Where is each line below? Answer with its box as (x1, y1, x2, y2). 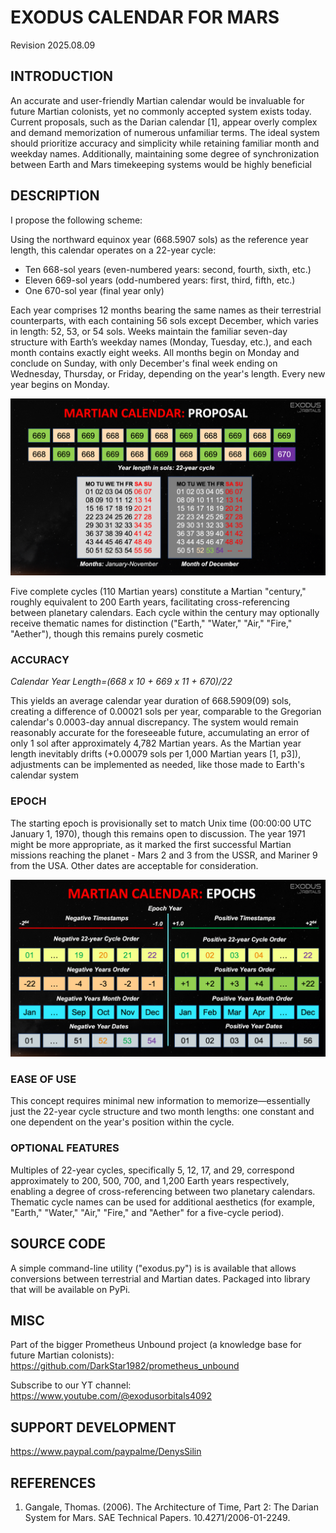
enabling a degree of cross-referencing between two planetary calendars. (10, 1185, 316, 1197)
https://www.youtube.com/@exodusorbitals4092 (10, 1390, 213, 1402)
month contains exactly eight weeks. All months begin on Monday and (10, 346, 300, 358)
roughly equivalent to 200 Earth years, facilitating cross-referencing (10, 596, 290, 608)
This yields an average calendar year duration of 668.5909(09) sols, (10, 695, 292, 707)
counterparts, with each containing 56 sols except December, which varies (10, 314, 319, 326)
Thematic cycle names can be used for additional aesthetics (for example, (10, 1196, 315, 1208)
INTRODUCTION (10, 68, 114, 85)
